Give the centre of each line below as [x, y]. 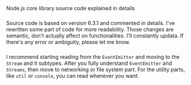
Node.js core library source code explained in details [71, 8]
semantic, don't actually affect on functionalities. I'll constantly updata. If [95, 36]
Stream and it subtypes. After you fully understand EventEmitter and [89, 63]
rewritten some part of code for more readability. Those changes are [90, 30]
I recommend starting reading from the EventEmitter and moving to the [93, 57]
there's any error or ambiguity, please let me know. [68, 42]
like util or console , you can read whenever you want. [73, 76]
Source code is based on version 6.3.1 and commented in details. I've [90, 23]
